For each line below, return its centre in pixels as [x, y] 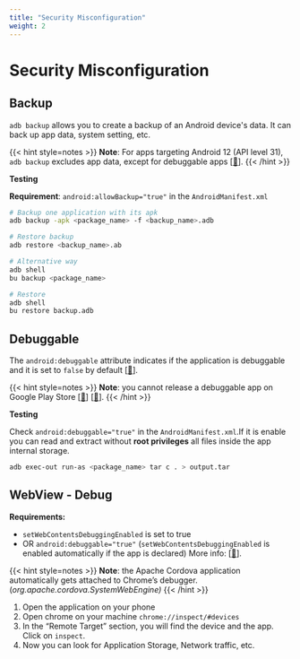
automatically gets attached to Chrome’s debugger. [104, 580]
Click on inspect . [54, 635]
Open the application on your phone [89, 607]
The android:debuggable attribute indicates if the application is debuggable [147, 360]
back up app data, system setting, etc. [80, 134]
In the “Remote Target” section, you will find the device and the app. [148, 626]
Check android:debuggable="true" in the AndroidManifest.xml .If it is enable [148, 432]
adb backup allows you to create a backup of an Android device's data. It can [150, 125]
